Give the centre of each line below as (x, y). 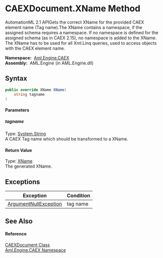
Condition (79, 196)
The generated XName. (29, 166)
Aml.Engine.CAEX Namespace (35, 250)
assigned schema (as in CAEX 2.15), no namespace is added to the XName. (81, 38)
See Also (19, 221)
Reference (16, 233)
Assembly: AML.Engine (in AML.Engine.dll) (49, 63)
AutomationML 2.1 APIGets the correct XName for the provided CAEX (75, 22)
